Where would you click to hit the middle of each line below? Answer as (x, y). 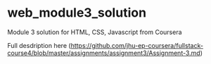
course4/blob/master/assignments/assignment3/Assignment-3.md (104, 53)
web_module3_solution (77, 13)
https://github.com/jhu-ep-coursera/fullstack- (137, 45)
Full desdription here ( (39, 45)
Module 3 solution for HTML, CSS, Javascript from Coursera (95, 32)
